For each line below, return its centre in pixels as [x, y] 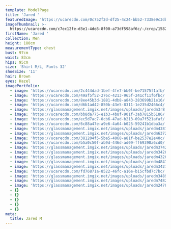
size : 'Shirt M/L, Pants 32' [36, 67]
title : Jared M [26, 219]
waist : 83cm [18, 57]
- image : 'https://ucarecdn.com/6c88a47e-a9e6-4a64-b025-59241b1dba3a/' [89, 124]
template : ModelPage [27, 10]
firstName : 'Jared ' [27, 34]
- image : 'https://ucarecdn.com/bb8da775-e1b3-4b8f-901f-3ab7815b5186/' [89, 115]
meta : [11, 214]
